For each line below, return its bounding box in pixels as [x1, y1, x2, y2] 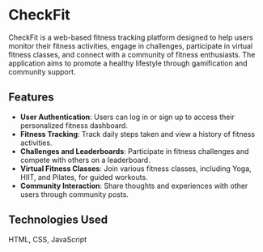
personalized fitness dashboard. [19, 120, 128, 130]
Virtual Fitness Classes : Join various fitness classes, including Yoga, [19, 164, 252, 173]
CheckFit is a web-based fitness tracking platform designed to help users [8, 32, 253, 42]
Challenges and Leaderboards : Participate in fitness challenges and [19, 146, 249, 156]
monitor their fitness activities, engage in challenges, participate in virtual [8, 41, 253, 50]
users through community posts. [19, 189, 129, 199]
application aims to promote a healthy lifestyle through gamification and [8, 58, 248, 68]
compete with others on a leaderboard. [19, 155, 151, 164]
